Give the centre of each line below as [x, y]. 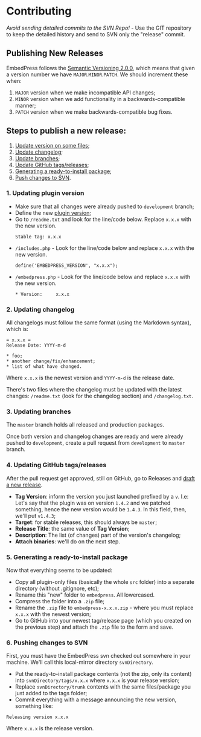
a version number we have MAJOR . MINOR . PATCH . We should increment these [97, 74]
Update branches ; [37, 158]
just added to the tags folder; [51, 693]
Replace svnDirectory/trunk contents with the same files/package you [103, 687]
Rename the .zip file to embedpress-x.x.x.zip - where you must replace [104, 608]
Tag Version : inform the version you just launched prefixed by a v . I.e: [102, 496]
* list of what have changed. [44, 367]
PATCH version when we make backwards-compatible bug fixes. [94, 112]
